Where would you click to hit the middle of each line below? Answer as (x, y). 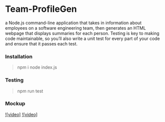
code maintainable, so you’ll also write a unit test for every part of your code (82, 39)
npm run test (30, 91)
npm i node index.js (37, 67)
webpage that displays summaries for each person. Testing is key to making (82, 33)
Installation (19, 56)
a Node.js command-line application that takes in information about (73, 23)
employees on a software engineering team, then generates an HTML (76, 28)
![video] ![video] (21, 114)
